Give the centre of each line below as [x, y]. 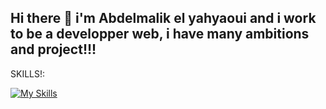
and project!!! [53, 49]
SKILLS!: [28, 73]
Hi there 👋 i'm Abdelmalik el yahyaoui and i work [163, 18]
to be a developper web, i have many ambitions [160, 34]
